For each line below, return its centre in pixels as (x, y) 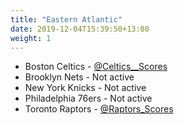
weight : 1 (31, 38)
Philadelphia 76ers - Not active (88, 98)
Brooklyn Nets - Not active (79, 77)
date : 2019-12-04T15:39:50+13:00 (80, 29)
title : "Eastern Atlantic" (66, 19)
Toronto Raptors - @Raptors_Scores (99, 109)
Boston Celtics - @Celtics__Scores (96, 67)
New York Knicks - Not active (85, 88)
